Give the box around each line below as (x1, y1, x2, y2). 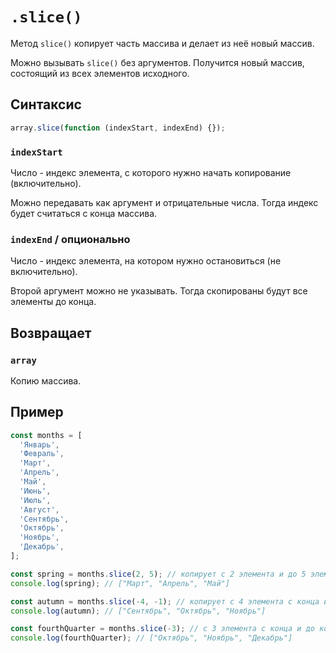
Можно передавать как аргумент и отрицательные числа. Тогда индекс (10, 196, 319, 208)
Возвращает (10, 324, 92, 342)
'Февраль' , (19, 449, 65, 459)
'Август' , (19, 504, 60, 515)
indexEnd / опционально (10, 232, 131, 246)
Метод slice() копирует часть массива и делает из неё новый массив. (10, 37, 315, 49)
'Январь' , (19, 439, 60, 450)
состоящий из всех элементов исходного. (10, 67, 190, 79)
